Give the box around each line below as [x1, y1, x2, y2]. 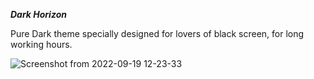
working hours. [10, 39, 73, 50]
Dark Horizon [10, 9, 67, 20]
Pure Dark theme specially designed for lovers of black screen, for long [10, 28, 305, 39]
